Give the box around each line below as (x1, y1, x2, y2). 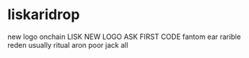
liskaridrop (7, 6, 80, 24)
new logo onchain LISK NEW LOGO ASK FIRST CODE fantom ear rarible (7, 32, 241, 41)
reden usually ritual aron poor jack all (7, 40, 128, 49)
